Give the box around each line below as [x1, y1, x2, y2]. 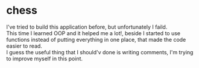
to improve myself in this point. [6, 55, 83, 62]
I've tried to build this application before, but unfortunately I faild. [6, 23, 168, 30]
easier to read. [6, 42, 42, 50]
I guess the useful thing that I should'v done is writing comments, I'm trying [6, 48, 194, 55]
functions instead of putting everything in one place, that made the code [6, 36, 186, 43]
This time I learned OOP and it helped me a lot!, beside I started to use [6, 29, 181, 36]
